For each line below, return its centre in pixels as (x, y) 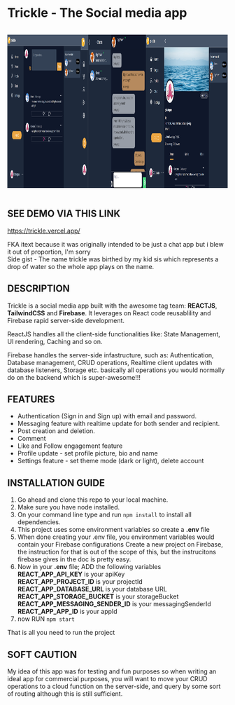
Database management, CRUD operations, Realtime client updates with (110, 362)
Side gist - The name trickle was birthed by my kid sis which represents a (113, 259)
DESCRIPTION (38, 289)
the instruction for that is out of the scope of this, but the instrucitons (117, 552)
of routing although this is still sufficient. (65, 694)
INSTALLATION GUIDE (56, 482)
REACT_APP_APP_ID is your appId (67, 612)
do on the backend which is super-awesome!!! (74, 377)
